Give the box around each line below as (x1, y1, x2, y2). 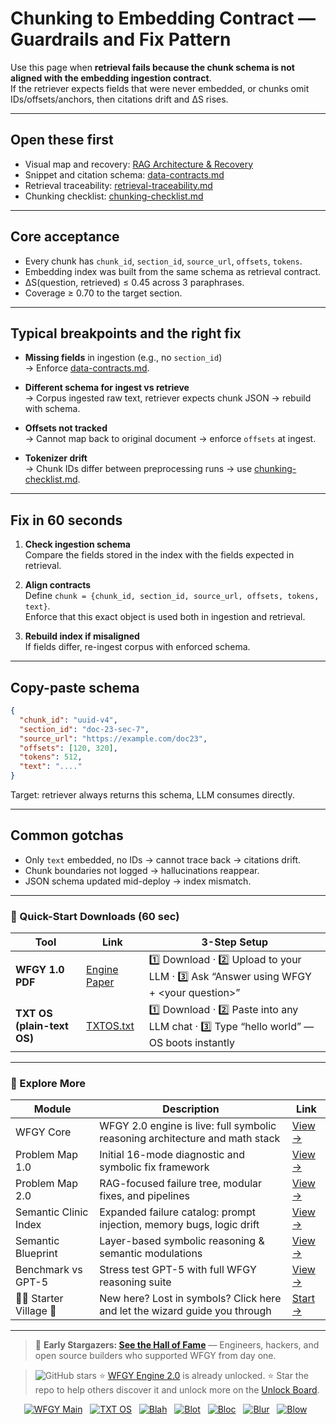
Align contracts (24, 579, 92, 591)
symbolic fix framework (99, 1160, 210, 1174)
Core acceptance (10, 228, 120, 246)
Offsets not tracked (24, 422, 108, 434)
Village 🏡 (15, 1304, 57, 1318)
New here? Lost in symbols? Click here (99, 1292, 282, 1306)
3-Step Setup (201, 935, 269, 949)
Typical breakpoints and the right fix (10, 325, 242, 342)
